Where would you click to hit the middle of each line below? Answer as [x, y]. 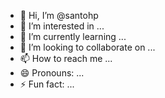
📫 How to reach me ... [66, 58]
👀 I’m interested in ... [62, 26]
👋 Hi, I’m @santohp [59, 15]
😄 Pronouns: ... [52, 73]
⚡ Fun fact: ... [47, 84]
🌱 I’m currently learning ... [73, 36]
